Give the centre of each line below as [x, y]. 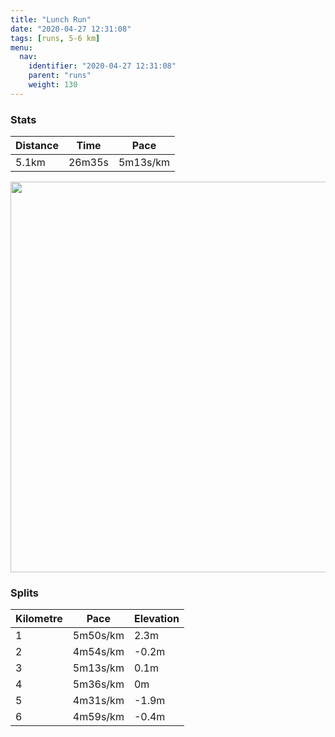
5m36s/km [98, 684]
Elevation [156, 619]
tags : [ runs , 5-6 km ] [55, 38]
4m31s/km [98, 701]
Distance [37, 146]
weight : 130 [53, 85]
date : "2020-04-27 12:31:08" [71, 29]
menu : [21, 47]
